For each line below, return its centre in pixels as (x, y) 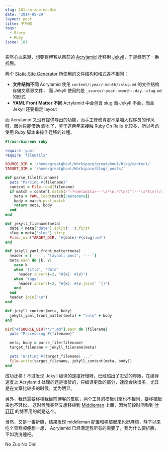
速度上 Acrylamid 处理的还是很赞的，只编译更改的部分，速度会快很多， (78, 382)
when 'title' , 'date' (36, 270)
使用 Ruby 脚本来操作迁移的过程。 (40, 132)
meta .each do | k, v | (31, 261)
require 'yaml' (21, 150)
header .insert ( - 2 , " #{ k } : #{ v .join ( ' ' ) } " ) (64, 283)
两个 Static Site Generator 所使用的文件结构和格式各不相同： (67, 74)
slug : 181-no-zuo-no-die (31, 10)
